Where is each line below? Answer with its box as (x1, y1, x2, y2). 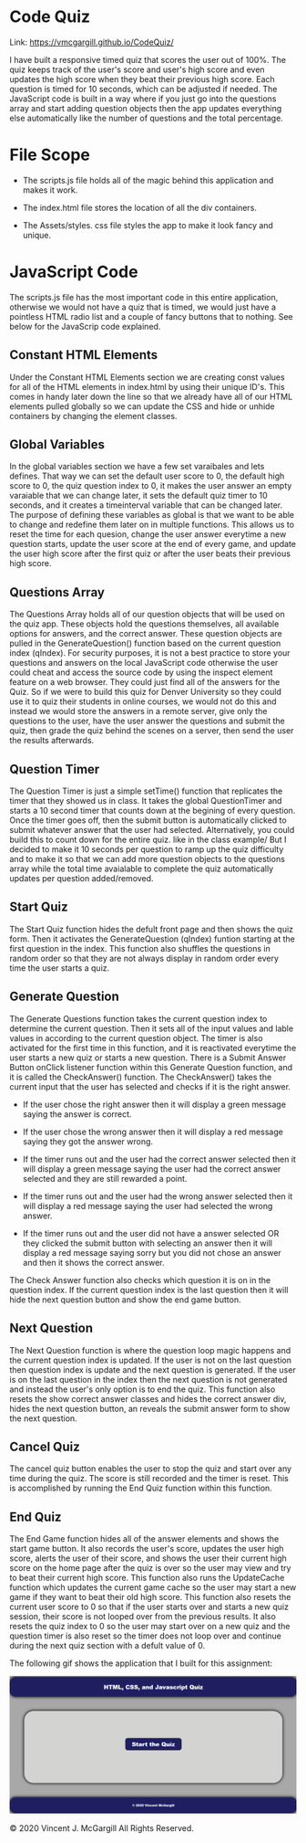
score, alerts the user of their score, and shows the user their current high (9, 1553, 287, 1564)
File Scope (9, 144, 91, 165)
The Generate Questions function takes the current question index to (9, 1013, 268, 1024)
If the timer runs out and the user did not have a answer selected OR (22, 1227, 280, 1238)
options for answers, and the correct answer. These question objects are (9, 628, 282, 639)
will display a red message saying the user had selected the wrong (22, 1200, 273, 1211)
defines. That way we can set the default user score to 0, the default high (9, 470, 285, 481)
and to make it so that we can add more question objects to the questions (9, 854, 285, 865)
